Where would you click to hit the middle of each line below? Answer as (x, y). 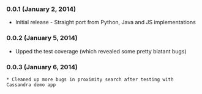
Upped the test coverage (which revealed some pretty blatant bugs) (101, 51)
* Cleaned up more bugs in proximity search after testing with (90, 79)
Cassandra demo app (31, 85)
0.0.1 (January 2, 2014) (41, 9)
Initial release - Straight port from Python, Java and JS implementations (105, 22)
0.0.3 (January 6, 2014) (42, 67)
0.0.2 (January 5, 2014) (42, 38)
